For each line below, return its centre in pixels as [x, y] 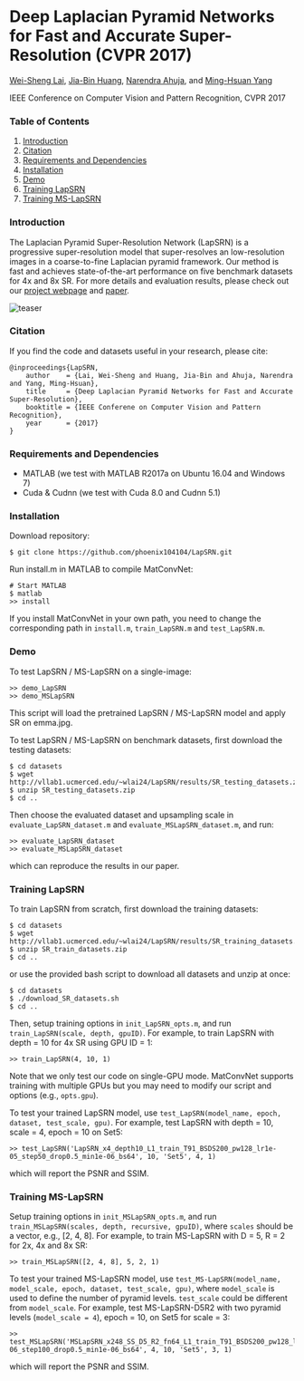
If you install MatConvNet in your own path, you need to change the [135, 619]
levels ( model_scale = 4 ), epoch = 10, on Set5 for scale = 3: [120, 1318]
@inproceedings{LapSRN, [54, 367]
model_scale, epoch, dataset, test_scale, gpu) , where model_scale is [142, 1289]
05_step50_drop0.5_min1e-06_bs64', [76, 1157]
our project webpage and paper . [69, 290]
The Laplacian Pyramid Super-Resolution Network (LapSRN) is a [129, 242]
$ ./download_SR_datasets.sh [64, 999]
